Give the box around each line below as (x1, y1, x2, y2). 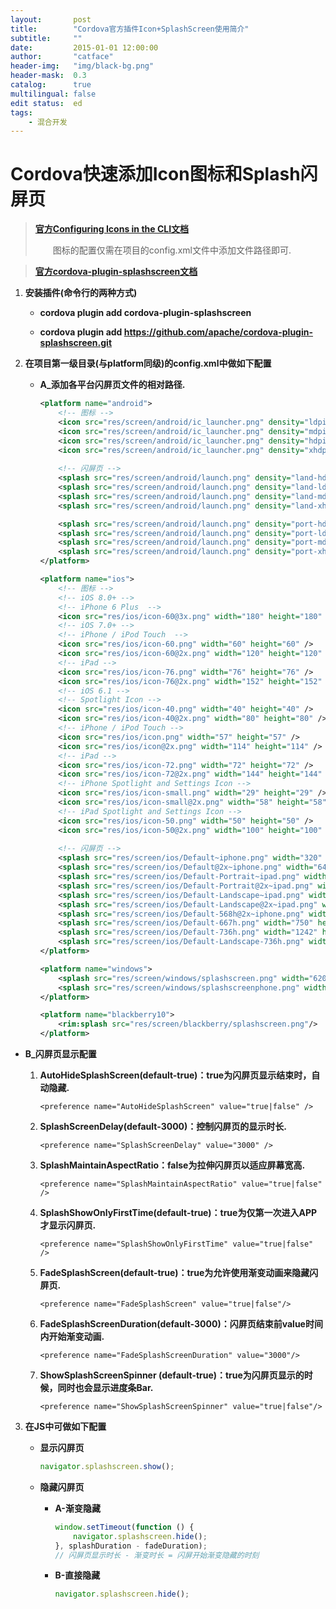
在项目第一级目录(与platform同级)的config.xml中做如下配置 (24, 357, 272, 370)
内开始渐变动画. (39, 1331, 105, 1343)
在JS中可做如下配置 (24, 1421, 107, 1433)
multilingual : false (10, 89, 97, 99)
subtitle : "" (10, 33, 83, 43)
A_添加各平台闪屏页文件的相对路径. (39, 379, 186, 391)
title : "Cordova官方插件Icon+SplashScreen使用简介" (10, 24, 250, 34)
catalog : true (10, 80, 92, 90)
